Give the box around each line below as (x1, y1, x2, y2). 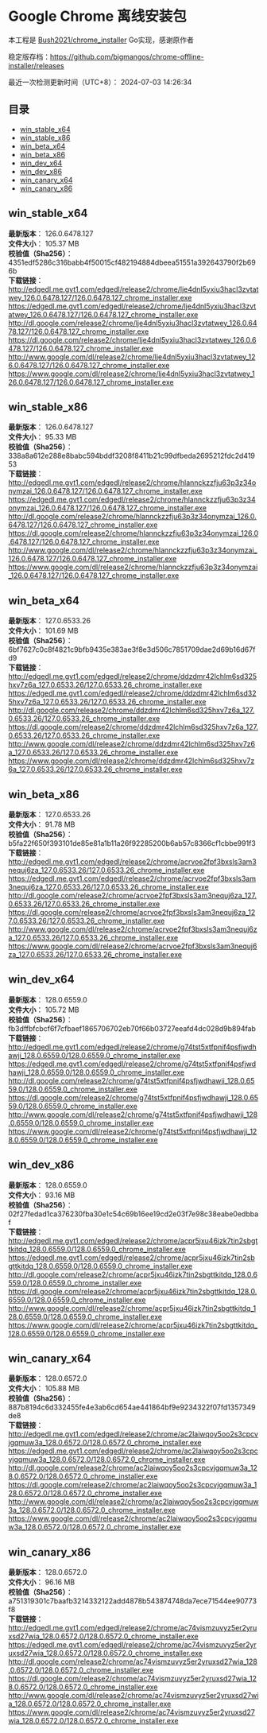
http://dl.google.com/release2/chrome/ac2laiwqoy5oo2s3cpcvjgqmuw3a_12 (8, 1464, 258, 1473)
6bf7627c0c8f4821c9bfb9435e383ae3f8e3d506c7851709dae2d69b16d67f (8, 645, 256, 654)
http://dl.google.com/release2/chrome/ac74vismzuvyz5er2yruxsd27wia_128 (8, 1657, 258, 1666)
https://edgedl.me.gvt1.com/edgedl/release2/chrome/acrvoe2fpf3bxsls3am (8, 874, 257, 883)
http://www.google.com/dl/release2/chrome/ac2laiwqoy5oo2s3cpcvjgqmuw (8, 1497, 260, 1506)
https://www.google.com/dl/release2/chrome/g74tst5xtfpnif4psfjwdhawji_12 (8, 1126, 257, 1136)
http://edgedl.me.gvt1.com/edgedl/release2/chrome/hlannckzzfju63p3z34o (8, 478, 257, 487)
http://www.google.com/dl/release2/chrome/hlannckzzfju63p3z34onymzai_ (8, 545, 257, 555)
